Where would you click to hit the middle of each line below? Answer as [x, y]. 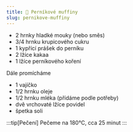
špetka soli [29, 111]
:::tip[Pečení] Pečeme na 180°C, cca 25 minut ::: [67, 122]
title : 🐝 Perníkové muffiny [42, 12]
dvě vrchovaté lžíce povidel [50, 104]
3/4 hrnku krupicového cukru [52, 42]
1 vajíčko [26, 85]
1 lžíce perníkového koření [48, 61]
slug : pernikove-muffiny [38, 18]
